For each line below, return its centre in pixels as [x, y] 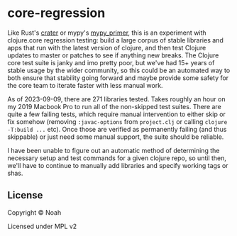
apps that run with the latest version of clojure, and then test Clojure [107, 47]
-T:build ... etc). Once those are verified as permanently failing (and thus [117, 129]
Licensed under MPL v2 [42, 226]
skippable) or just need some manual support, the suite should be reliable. [116, 137]
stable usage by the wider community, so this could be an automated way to [119, 70]
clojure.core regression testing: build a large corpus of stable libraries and [115, 40]
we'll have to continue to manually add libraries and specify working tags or [118, 165]
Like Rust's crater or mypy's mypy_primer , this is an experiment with [107, 33]
